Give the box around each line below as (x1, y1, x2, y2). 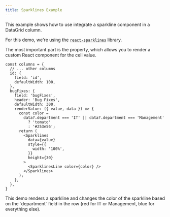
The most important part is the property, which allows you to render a (5, 46, 151, 52)
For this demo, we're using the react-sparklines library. (5, 37, 122, 43)
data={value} (27, 137, 56, 142)
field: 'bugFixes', (14, 92, 56, 98)
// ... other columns (10, 66, 56, 71)
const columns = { (5, 61, 44, 67)
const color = (18, 110, 49, 116)
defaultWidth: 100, (14, 79, 56, 84)
